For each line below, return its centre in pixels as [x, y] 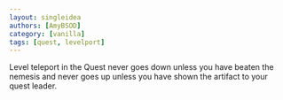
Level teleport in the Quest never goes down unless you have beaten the [141, 67]
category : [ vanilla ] [47, 34]
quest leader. [33, 86]
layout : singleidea [45, 17]
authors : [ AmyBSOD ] [45, 26]
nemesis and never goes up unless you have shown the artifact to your [139, 77]
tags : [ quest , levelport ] [57, 42]
